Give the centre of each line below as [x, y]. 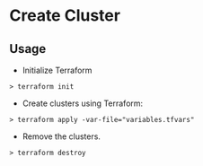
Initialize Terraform [57, 70]
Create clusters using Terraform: [83, 103]
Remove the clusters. [62, 136]
